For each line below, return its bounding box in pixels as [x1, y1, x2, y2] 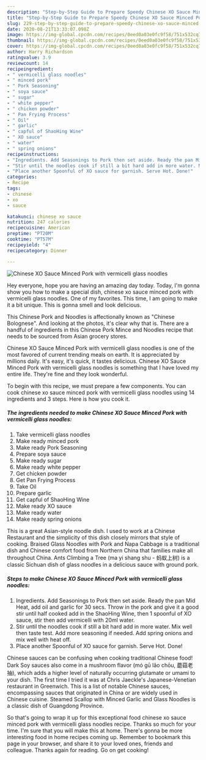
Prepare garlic [15, 490, 52, 497]
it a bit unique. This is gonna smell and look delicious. [7, 301, 142, 308]
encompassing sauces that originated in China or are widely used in [7, 689, 178, 696]
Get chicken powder [15, 470, 67, 477]
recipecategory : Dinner [7, 247, 68, 254]
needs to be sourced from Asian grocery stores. [7, 332, 128, 340]
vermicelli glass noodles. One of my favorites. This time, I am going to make [7, 294, 197, 302]
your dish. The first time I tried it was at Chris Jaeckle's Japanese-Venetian [7, 676, 196, 684]
